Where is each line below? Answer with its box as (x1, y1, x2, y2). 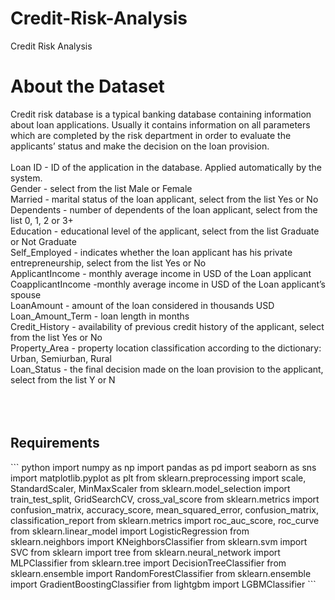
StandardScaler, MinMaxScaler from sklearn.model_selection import (10, 482, 291, 494)
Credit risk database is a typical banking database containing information (10, 108, 312, 120)
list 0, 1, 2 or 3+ (10, 214, 74, 226)
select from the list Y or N (10, 373, 116, 386)
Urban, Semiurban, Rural (10, 352, 112, 364)
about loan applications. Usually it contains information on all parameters (10, 118, 311, 131)
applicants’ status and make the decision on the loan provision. (10, 140, 270, 152)
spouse (10, 288, 42, 301)
